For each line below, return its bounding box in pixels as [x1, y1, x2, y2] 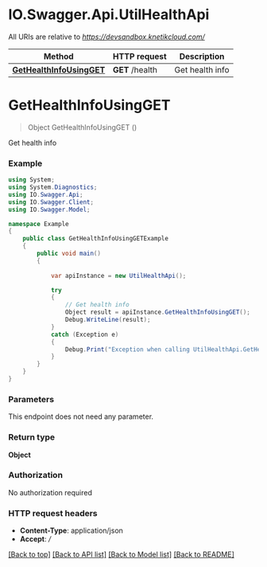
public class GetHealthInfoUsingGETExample [22, 235, 169, 243]
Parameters [8, 393, 54, 405]
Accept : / [19, 534, 52, 544]
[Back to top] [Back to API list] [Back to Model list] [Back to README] [8, 549, 234, 559]
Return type [8, 432, 56, 443]
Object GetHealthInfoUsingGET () [27, 122, 137, 132]
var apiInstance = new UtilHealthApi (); [50, 272, 187, 280]
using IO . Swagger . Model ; [8, 205, 91, 213]
